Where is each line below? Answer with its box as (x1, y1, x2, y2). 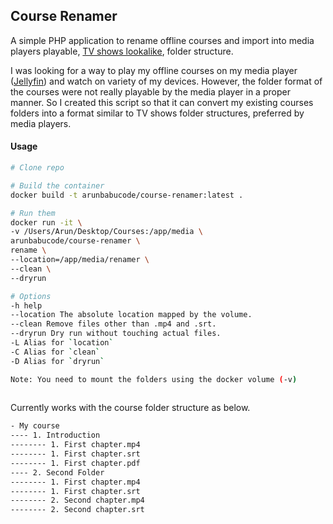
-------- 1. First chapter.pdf (10, 458, 141, 468)
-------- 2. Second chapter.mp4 (10, 495, 145, 506)
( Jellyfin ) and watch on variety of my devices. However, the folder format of (10, 75, 323, 87)
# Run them (10, 208, 56, 218)
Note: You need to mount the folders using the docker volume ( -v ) (10, 374, 298, 384)
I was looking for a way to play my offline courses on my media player (10, 64, 298, 76)
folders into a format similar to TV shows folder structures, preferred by (10, 107, 305, 119)
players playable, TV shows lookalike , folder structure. (10, 45, 234, 57)
